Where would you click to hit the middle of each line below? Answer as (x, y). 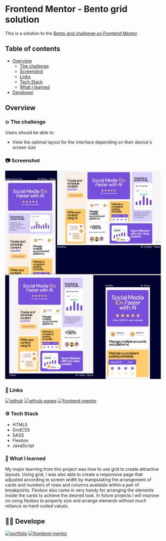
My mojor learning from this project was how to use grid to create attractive (82, 469)
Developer (23, 92)
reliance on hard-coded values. (37, 506)
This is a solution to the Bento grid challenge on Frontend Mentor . (72, 33)
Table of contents (33, 49)
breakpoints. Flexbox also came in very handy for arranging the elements (80, 490)
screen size (24, 147)
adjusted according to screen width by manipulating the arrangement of (78, 480)
